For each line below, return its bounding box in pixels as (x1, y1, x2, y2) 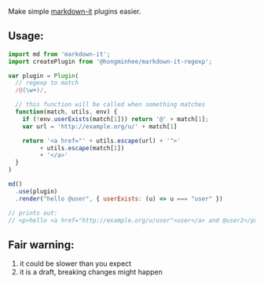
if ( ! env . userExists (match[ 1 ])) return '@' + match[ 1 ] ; (22, 115, 210, 123)
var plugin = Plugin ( (8, 72, 79, 79)
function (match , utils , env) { (15, 108, 118, 116)
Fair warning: (8, 238, 75, 251)
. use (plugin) (15, 187, 58, 195)
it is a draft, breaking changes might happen (19, 267, 163, 277)
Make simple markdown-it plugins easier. (8, 7, 141, 16)
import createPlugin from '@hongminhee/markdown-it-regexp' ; (8, 57, 213, 65)
